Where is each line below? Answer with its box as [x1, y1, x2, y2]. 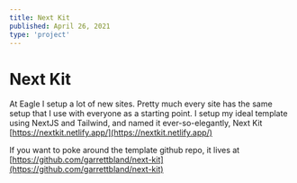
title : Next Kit [9, 13, 70, 23]
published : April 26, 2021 [9, 22, 111, 31]
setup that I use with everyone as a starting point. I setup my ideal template [9, 108, 288, 119]
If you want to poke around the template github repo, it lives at [9, 145, 240, 156]
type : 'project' [9, 30, 70, 39]
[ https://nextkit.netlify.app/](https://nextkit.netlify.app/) [9, 127, 213, 138]
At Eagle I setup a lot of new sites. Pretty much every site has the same [9, 98, 273, 109]
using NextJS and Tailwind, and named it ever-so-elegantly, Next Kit [9, 118, 263, 129]
